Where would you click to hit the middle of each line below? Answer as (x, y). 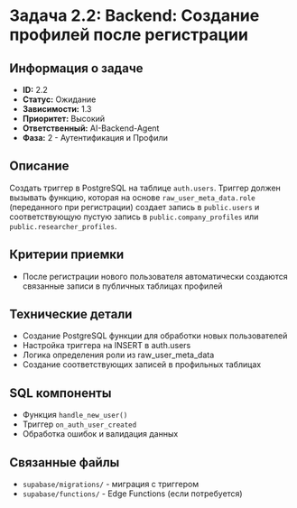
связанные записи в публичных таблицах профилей (122, 286)
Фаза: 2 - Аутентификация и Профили (95, 138)
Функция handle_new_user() (75, 415)
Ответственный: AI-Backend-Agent (91, 128)
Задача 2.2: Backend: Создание (135, 16)
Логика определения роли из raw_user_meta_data (118, 355)
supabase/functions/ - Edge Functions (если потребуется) (132, 494)
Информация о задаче (76, 68)
